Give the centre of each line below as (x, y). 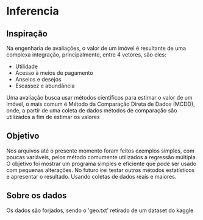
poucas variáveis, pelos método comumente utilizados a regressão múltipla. (102, 157)
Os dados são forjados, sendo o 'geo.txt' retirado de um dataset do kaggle (100, 210)
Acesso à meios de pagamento (54, 73)
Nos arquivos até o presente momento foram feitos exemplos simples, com (101, 151)
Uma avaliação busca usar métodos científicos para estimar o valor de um (100, 98)
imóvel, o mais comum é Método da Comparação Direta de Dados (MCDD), (101, 104)
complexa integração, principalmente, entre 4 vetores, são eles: (86, 55)
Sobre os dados (37, 196)
